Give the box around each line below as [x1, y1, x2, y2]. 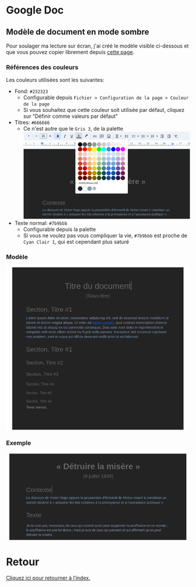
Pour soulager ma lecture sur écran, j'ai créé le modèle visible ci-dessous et [6, 42, 189, 49]
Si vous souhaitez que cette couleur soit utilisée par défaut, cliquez [23, 107, 185, 114]
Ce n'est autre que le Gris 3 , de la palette [23, 125, 124, 132]
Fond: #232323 [14, 88, 48, 95]
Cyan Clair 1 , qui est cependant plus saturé [23, 238, 129, 245]
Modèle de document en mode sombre [6, 27, 149, 37]
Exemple [6, 439, 32, 447]
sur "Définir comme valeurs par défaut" [23, 112, 118, 120]
